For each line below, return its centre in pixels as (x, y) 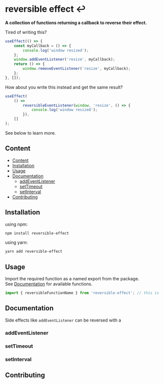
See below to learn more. (30, 133)
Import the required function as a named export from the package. (72, 279)
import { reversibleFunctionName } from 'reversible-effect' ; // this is (82, 293)
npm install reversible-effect (37, 233)
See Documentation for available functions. (49, 284)
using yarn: (16, 242)
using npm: (16, 224)
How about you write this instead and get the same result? (64, 87)
